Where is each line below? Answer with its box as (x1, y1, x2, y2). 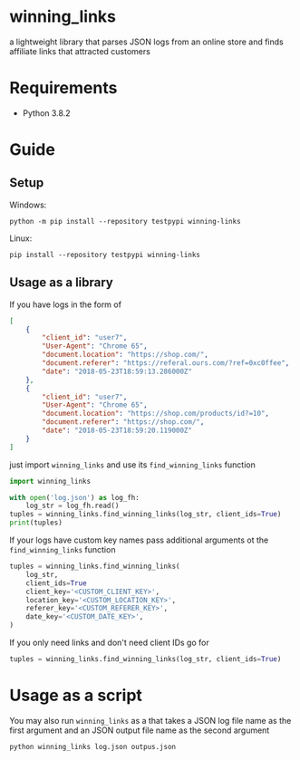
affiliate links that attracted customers (9, 45, 151, 56)
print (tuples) (9, 518, 63, 527)
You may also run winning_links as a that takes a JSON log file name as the (9, 715, 292, 726)
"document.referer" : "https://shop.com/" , (42, 418, 205, 427)
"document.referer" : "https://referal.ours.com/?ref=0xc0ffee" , (42, 359, 290, 368)
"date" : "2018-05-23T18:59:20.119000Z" (42, 426, 193, 436)
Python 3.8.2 (22, 107, 71, 119)
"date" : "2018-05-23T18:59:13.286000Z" (42, 367, 193, 376)
